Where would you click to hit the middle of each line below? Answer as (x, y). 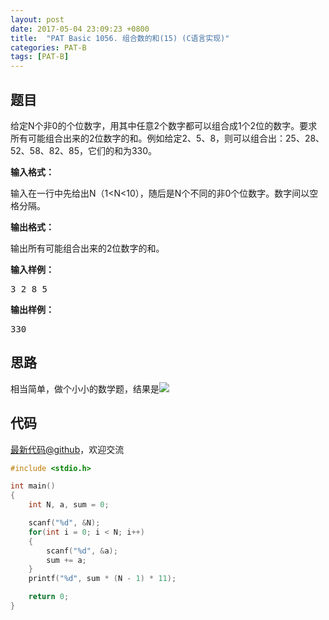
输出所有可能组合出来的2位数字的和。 (87, 248)
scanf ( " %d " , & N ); (64, 523)
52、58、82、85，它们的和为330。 (84, 150)
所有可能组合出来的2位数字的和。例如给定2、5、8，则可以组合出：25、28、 (167, 138)
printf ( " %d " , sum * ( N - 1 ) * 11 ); (102, 579)
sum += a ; (66, 560)
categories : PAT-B (48, 47)
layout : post (37, 19)
